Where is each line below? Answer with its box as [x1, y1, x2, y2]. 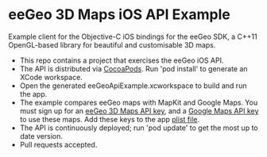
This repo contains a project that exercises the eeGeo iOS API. [19, 56, 224, 65]
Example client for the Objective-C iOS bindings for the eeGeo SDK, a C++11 [8, 32, 257, 41]
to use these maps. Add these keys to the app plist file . [19, 114, 200, 124]
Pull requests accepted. [19, 140, 98, 149]
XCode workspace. [19, 72, 83, 82]
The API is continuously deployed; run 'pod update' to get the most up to [19, 123, 258, 132]
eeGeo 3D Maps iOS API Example [8, 6, 230, 24]
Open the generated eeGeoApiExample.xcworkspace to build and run [19, 81, 247, 90]
